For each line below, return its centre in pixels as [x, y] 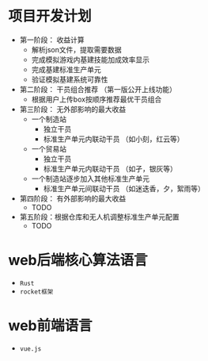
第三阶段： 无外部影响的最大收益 [73, 109]
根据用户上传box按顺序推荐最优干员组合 [96, 99]
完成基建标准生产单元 [66, 69]
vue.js [30, 349]
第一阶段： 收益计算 [52, 40]
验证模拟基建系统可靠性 [70, 79]
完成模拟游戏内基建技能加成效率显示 [91, 60]
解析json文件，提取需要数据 [77, 49]
